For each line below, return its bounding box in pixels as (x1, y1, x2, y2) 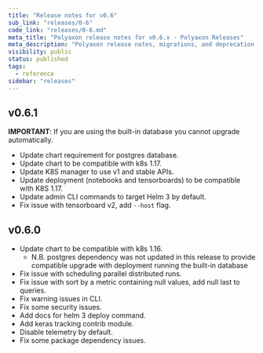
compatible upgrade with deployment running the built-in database (31, 260, 249, 271)
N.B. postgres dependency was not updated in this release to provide (31, 253, 256, 262)
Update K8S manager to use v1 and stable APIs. (19, 167, 174, 176)
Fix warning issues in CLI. (19, 294, 103, 304)
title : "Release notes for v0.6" (8, 11, 118, 20)
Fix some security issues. (19, 303, 102, 312)
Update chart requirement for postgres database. (19, 151, 179, 160)
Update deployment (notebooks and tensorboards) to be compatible (19, 176, 241, 185)
